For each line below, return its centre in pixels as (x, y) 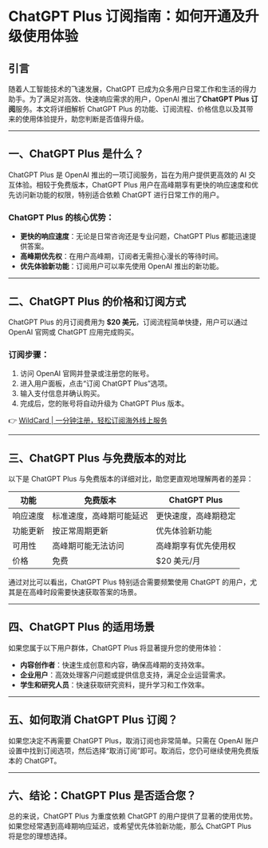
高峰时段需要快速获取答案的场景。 (85, 592)
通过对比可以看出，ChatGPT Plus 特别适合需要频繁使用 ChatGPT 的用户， (129, 582)
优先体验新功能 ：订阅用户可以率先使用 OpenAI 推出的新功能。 (121, 266)
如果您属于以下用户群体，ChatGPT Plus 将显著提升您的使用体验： (116, 648)
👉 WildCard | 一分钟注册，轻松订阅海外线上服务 (88, 421)
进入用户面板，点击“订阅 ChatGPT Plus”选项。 (96, 383)
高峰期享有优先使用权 (196, 546)
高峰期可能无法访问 (89, 546)
